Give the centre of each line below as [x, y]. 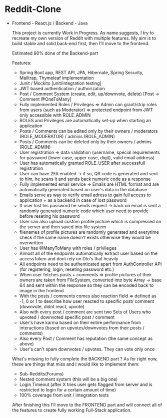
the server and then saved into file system [62, 227]
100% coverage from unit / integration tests [64, 395]
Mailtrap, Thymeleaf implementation [57, 78]
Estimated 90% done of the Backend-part [55, 53]
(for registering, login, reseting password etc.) [67, 269]
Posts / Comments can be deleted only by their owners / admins [85, 142]
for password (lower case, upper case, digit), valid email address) [87, 157]
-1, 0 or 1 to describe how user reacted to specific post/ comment [87, 301]
